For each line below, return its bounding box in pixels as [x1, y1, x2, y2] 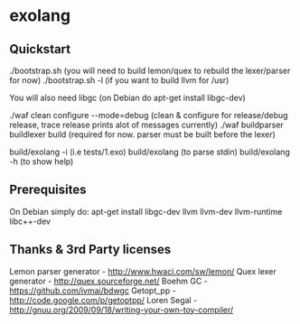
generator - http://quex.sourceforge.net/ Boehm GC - [9, 275, 208, 286]
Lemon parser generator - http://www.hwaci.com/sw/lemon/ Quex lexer [9, 265, 277, 276]
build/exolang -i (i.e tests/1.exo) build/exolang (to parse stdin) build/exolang [9, 146, 291, 157]
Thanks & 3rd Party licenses [9, 242, 172, 257]
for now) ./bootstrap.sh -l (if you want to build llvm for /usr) [9, 75, 230, 86]
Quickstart [9, 42, 71, 57]
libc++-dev [9, 216, 52, 227]
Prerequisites [9, 182, 87, 198]
